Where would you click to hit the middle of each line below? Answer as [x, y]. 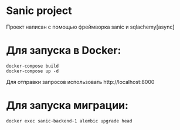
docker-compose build [33, 66]
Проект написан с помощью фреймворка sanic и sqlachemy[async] [90, 27]
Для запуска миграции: [67, 106]
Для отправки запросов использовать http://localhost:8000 [80, 82]
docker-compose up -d [33, 71]
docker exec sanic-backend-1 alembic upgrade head [69, 121]
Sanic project [39, 11]
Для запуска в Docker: [64, 50]
